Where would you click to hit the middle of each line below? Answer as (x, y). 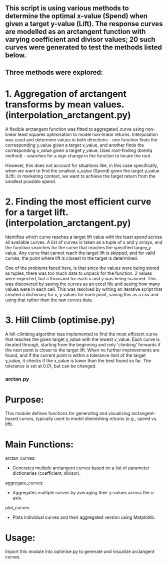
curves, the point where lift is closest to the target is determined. (72, 258)
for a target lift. (37, 212)
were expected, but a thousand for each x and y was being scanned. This (81, 278)
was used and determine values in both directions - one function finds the (81, 139)
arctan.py (17, 379)
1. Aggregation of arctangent (66, 93)
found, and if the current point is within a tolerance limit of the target (75, 355)
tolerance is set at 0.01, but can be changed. (51, 366)
